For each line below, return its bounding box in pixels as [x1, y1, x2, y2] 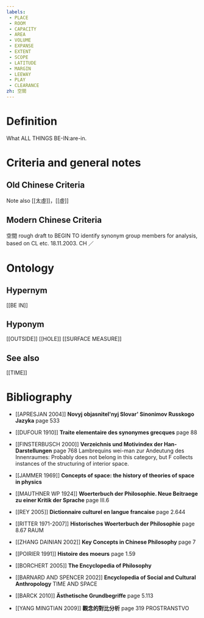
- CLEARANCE [9, 83, 40, 89]
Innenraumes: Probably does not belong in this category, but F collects [15, 454, 193, 461]
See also [6, 353, 40, 363]
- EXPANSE [9, 43, 34, 49]
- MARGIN [9, 65, 32, 72]
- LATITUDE [9, 60, 37, 66]
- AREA [9, 32, 26, 38]
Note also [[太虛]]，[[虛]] [6, 197, 69, 204]
